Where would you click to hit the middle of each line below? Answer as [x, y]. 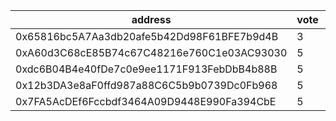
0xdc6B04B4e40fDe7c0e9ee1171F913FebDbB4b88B [146, 69]
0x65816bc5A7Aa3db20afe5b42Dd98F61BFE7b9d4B [147, 36]
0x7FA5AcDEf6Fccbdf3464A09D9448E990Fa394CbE [146, 101]
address [151, 19]
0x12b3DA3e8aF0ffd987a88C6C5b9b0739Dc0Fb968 [146, 85]
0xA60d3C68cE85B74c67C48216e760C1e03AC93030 [151, 52]
